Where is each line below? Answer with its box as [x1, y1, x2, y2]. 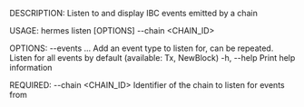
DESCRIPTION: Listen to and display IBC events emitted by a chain [9, 8, 259, 18]
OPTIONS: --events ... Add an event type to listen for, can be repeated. [9, 43, 274, 53]
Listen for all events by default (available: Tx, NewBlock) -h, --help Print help [9, 53, 296, 63]
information [9, 63, 53, 73]
